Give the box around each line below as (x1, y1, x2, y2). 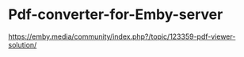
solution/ (8, 40, 37, 49)
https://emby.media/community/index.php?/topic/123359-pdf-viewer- (8, 32, 236, 41)
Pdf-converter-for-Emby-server (8, 6, 223, 24)
